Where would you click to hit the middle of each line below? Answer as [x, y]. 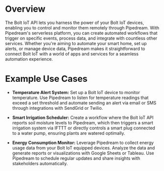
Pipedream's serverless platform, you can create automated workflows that [82, 33]
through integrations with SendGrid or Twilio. [57, 108]
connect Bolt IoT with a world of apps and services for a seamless [72, 54]
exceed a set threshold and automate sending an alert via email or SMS [84, 103]
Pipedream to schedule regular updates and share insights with [76, 158]
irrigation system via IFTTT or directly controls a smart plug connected [84, 128]
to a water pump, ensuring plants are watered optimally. [68, 133]
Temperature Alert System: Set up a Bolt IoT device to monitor [76, 92]
